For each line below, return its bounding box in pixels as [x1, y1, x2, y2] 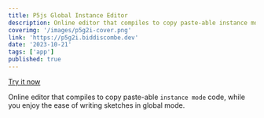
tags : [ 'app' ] [8, 48, 55, 56]
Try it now [8, 76, 41, 87]
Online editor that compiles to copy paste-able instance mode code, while [8, 92, 246, 101]
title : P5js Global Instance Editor [8, 11, 128, 20]
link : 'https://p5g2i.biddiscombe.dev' [8, 33, 139, 42]
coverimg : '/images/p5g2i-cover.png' [8, 26, 132, 34]
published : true [8, 56, 61, 64]
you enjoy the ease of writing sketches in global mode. [8, 100, 185, 110]
